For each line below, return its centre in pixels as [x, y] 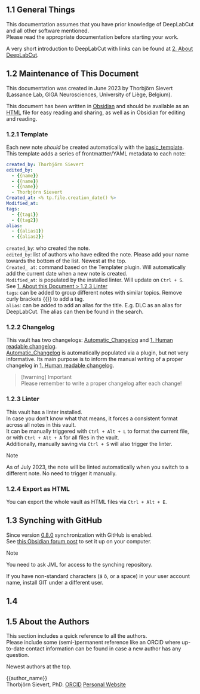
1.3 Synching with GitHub [54, 520]
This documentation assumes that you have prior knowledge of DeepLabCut [100, 24]
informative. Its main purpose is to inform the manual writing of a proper [95, 359]
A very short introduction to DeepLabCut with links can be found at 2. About [100, 48]
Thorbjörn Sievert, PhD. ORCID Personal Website [66, 684]
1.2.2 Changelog [30, 327]
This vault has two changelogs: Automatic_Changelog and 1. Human [90, 340]
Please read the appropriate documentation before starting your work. [93, 37]
